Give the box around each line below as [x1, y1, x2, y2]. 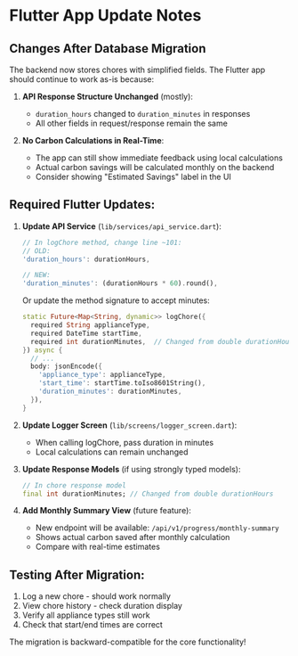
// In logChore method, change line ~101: [21, 238, 182, 247]
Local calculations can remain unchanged [35, 447, 189, 457]
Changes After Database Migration [9, 41, 206, 56]
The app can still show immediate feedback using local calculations [35, 152, 283, 163]
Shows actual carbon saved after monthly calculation [35, 532, 230, 543]
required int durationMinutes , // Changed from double [30, 337, 242, 346]
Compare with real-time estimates [35, 541, 160, 553]
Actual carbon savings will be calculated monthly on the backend [35, 162, 275, 172]
